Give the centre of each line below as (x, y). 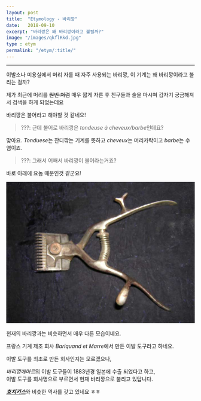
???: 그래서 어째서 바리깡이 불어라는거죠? (68, 160)
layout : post (22, 13)
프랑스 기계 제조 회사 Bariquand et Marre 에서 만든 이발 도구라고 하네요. (90, 346)
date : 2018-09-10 (31, 25)
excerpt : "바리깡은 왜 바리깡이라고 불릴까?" (55, 32)
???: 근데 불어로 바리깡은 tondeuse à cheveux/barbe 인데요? (92, 127)
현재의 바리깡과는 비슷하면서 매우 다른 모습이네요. (64, 333)
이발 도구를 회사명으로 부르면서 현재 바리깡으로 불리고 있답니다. (80, 379)
